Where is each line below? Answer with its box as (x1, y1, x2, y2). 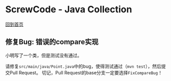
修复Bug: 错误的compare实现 (5, 37, 99, 47)
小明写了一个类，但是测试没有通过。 (5, 52, 82, 58)
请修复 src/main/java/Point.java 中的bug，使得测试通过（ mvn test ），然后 (5, 63, 162, 69)
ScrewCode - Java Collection (5, 4, 132, 15)
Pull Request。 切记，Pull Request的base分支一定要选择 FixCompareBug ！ (9, 69, 163, 75)
